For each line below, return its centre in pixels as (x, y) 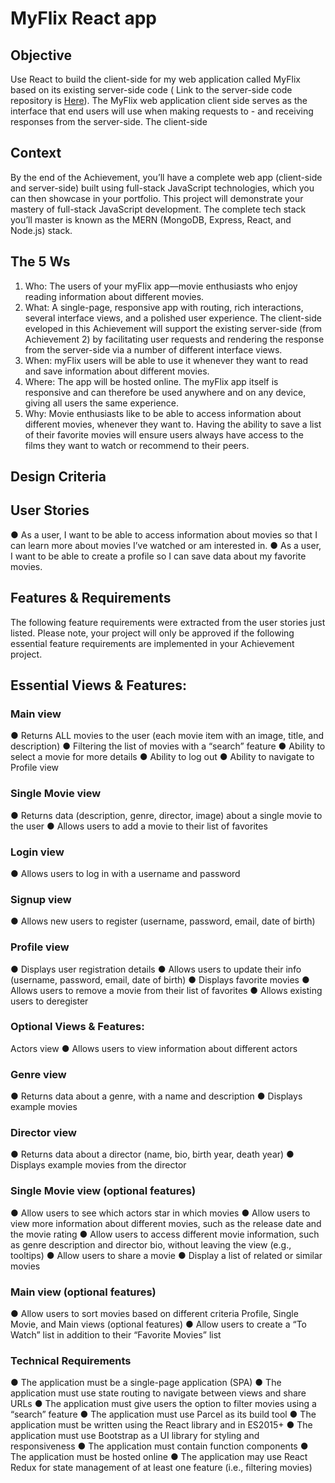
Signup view (41, 899)
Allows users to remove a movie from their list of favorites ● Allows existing (166, 990)
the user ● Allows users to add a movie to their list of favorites (139, 826)
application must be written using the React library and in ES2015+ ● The (161, 1425)
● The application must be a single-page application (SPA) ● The (146, 1383)
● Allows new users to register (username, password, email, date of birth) (163, 921)
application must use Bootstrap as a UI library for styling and (135, 1436)
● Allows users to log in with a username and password (125, 873)
